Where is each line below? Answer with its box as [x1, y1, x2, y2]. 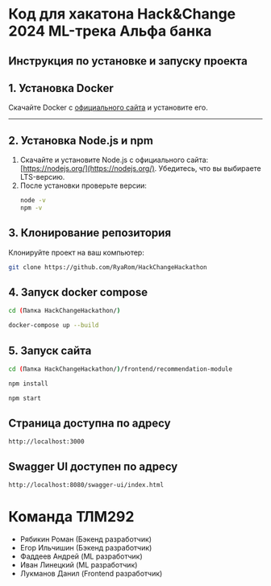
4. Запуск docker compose [8, 285, 148, 299]
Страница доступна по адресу [8, 417, 171, 430]
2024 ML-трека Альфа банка [8, 22, 212, 40]
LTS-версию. [19, 172, 65, 182]
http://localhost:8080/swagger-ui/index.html [8, 481, 164, 489]
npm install [8, 380, 48, 388]
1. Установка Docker [8, 81, 115, 95]
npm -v [19, 204, 43, 212]
